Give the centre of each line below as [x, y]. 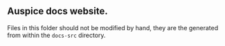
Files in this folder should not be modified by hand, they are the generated [113, 27]
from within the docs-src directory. [56, 35]
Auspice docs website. [58, 11]
